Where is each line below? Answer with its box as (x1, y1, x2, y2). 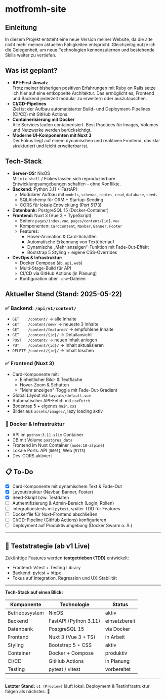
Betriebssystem (7, 609, 44, 616)
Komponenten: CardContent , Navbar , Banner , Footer (19, 223, 123, 229)
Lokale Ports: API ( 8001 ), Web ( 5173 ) (12, 447, 85, 453)
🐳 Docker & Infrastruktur (5, 420, 65, 427)
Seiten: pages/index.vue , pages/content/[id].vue (19, 217, 120, 223)
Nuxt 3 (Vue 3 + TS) (48, 634, 96, 641)
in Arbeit (105, 634, 125, 641)
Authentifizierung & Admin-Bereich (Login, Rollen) (12, 500, 115, 506)
